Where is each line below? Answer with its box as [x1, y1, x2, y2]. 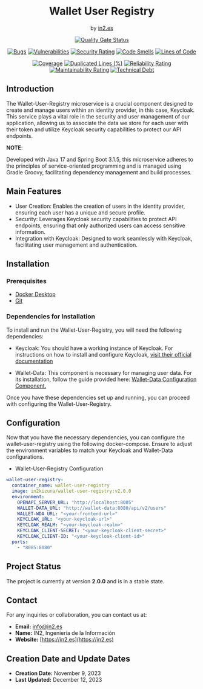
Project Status [6, 561, 62, 572]
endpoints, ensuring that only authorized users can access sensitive [15, 222, 186, 229]
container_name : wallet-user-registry [12, 482, 110, 488]
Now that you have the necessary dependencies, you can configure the [6, 434, 185, 441]
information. [15, 228, 45, 235]
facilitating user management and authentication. [15, 241, 138, 249]
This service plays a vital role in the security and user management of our [6, 112, 190, 120]
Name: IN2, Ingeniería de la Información [15, 629, 116, 637]
